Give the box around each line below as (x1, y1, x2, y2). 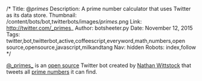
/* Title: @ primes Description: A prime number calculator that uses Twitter (6, 5, 191, 12)
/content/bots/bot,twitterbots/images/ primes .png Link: (6, 18, 142, 25)
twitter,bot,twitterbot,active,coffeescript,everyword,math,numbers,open (6, 37, 186, 44)
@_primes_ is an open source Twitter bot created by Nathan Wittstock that (6, 62, 192, 69)
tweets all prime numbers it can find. (6, 68, 98, 75)
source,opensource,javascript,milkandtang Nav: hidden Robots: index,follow (6, 44, 197, 51)
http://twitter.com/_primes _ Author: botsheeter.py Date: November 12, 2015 (6, 24, 194, 31)
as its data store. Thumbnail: (6, 11, 77, 19)
